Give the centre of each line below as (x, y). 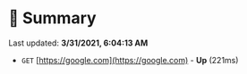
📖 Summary (52, 18)
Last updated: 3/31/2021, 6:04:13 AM (78, 43)
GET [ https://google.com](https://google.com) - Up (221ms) (130, 60)
